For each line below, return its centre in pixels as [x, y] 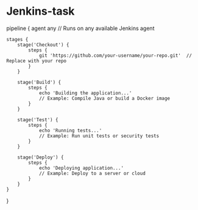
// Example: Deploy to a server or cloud [92, 173]
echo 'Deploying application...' [81, 168]
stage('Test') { [38, 120]
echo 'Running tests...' [70, 130]
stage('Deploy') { [41, 157]
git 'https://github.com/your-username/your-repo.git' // [115, 55]
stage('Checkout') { [43, 45]
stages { [17, 39]
